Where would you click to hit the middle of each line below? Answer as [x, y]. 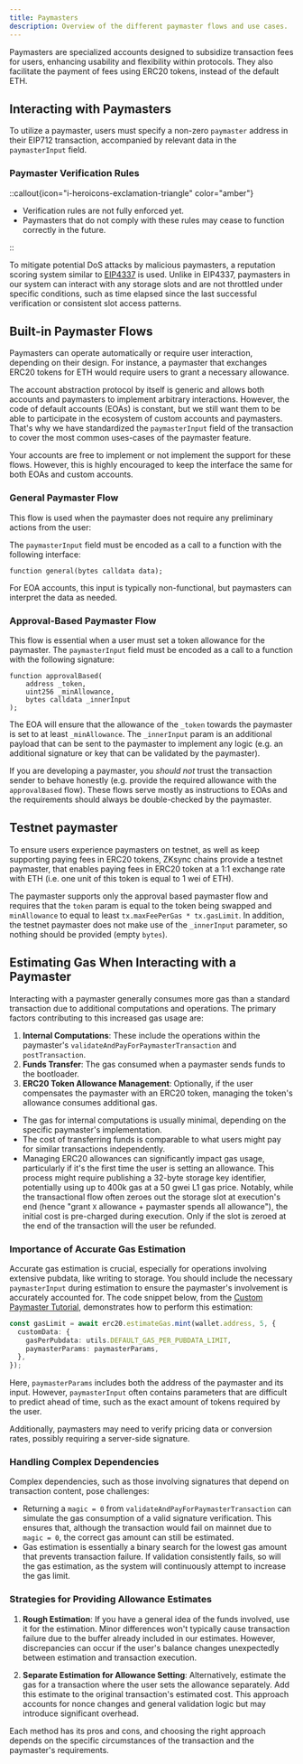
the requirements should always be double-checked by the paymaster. [141, 799]
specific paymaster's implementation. [92, 1129]
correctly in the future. [64, 229]
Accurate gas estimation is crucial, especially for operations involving [138, 1268]
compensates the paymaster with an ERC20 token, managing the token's [157, 1093]
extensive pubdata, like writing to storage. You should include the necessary [151, 1278]
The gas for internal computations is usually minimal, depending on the [154, 1120]
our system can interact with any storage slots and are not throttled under [146, 284]
